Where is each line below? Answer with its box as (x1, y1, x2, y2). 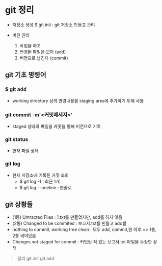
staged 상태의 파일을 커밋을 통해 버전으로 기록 (12, 123, 101, 129)
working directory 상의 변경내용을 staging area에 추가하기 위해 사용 (12, 98, 144, 103)
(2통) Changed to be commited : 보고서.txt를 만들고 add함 (12, 220, 127, 227)
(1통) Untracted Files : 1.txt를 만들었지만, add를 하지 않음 (12, 214, 123, 220)
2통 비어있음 (12, 233, 36, 239)
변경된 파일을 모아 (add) (19, 49, 66, 55)
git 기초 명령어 (5, 71, 47, 79)
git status (5, 136, 28, 143)
